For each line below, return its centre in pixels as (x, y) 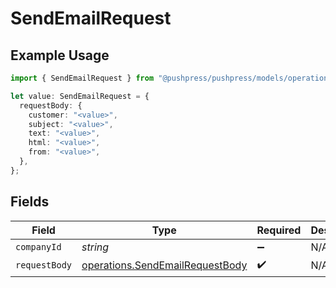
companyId (38, 246)
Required (279, 230)
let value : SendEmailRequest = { (80, 96)
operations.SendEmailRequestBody (164, 265)
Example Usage (60, 55)
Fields (30, 202)
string (95, 247)
